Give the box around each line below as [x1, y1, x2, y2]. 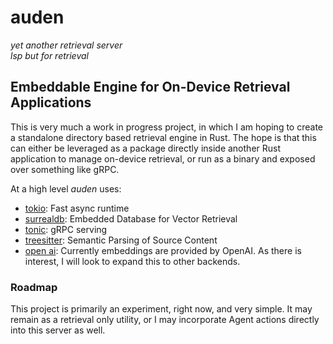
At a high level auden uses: [10, 182, 122, 195]
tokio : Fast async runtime [24, 202, 130, 214]
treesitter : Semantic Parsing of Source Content [24, 234, 218, 246]
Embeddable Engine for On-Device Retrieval [10, 79, 291, 96]
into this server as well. [10, 324, 106, 336]
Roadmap [10, 280, 58, 294]
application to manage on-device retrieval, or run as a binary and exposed [10, 152, 316, 165]
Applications [10, 94, 92, 111]
